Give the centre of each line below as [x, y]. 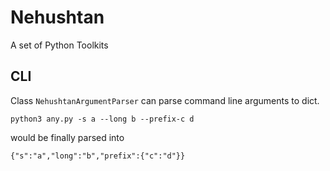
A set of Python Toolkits [59, 45]
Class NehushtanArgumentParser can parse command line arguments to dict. [165, 100]
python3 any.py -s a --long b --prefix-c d [102, 119]
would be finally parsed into [67, 137]
